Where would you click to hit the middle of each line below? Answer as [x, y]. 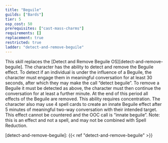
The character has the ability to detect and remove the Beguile [89, 67]
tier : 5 [13, 19]
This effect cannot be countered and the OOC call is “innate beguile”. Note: [83, 115]
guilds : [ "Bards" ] [24, 15]
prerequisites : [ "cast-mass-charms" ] [45, 29]
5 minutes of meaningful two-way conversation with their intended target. [81, 109]
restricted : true [23, 43]
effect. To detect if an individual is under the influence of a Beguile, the [78, 72]
